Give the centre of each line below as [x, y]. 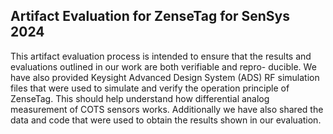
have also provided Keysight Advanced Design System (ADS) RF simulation [165, 77]
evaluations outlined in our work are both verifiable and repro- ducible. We [163, 66]
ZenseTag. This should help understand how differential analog [140, 98]
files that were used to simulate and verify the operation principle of [150, 88]
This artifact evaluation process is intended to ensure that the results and [161, 56]
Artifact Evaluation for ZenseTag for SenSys [150, 16]
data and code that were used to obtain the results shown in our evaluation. [166, 120]
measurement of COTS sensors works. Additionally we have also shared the [167, 109]
